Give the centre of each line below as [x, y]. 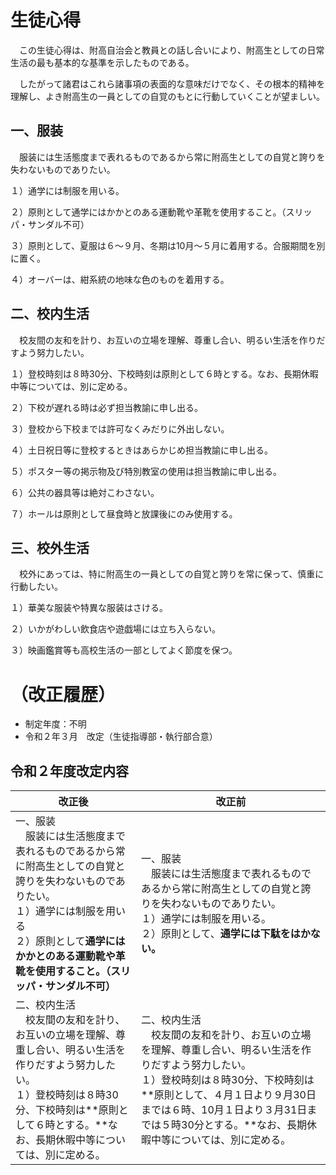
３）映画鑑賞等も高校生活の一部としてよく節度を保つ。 [124, 650]
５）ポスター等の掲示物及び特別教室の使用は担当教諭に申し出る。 [146, 471]
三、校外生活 [50, 547]
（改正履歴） [63, 694]
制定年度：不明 [55, 724]
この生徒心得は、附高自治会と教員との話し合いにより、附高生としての [163, 50]
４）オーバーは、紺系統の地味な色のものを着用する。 [120, 279]
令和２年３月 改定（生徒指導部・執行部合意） [121, 737]
